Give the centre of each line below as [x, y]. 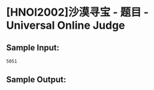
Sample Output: [36, 79]
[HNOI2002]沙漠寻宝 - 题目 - [77, 12]
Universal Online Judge [66, 25]
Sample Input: [33, 48]
